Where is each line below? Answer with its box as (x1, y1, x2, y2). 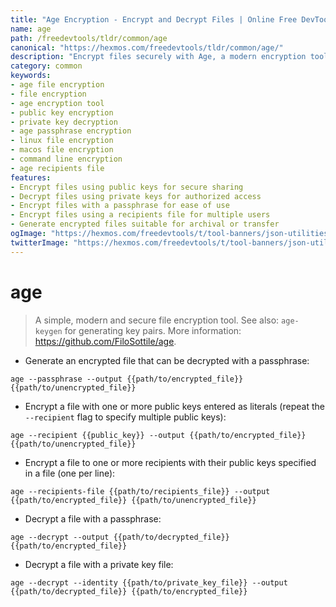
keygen (34, 326, 63, 336)
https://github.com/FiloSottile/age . (34, 335, 177, 347)
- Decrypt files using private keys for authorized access (10, 191, 262, 201)
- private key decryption (10, 117, 118, 127)
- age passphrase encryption (10, 126, 132, 136)
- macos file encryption (10, 145, 114, 155)
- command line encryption (10, 154, 123, 164)
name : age (10, 24, 52, 34)
